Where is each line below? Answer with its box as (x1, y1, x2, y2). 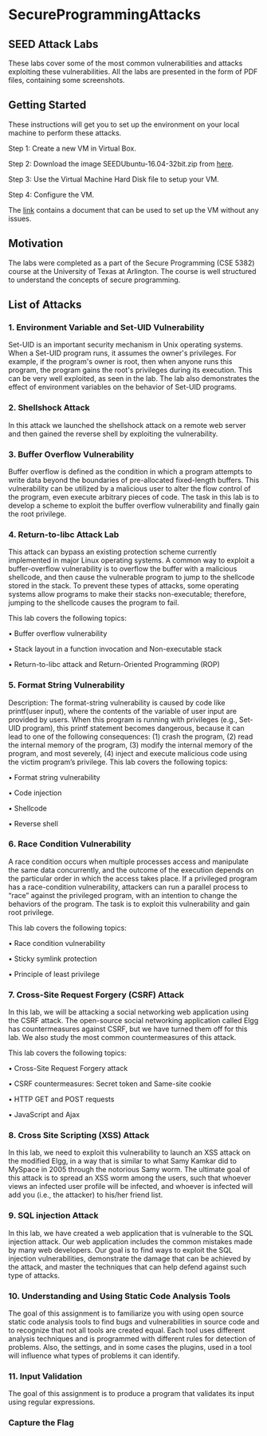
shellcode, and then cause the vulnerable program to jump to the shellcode (8, 572, 255, 583)
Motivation (8, 237, 64, 250)
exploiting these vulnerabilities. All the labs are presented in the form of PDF (8, 67, 258, 77)
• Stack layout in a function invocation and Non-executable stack (8, 644, 222, 654)
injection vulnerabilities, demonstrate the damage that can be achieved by (8, 1254, 251, 1263)
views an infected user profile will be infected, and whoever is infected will (8, 1182, 253, 1191)
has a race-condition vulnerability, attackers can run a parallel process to (8, 882, 249, 892)
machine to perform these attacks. (8, 128, 122, 137)
